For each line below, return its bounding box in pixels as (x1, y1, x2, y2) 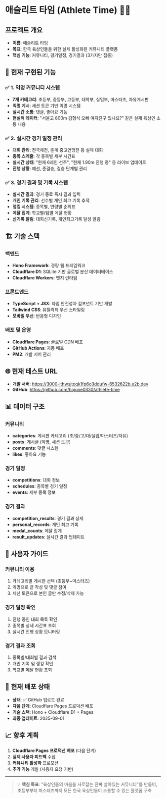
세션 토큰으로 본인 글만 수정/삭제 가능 (12, 590, 84, 596)
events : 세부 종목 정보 (12, 489, 56, 495)
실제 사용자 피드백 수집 (12, 753, 56, 759)
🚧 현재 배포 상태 (5, 683, 50, 691)
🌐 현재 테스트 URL (5, 367, 58, 375)
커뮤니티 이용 (5, 566, 35, 573)
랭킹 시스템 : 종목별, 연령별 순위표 (12, 204, 76, 210)
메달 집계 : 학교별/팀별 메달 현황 (12, 210, 72, 216)
